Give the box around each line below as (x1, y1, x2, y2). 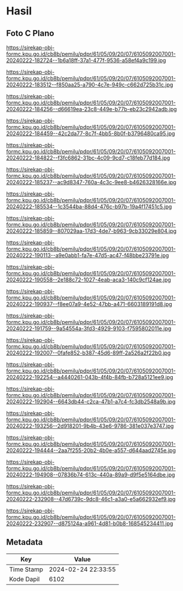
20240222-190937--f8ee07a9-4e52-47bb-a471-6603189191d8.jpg (6, 301, 172, 307)
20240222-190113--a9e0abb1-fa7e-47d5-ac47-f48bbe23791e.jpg (6, 252, 169, 259)
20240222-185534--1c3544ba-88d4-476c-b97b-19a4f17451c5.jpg (6, 203, 172, 210)
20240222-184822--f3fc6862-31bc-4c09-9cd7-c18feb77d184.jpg (6, 154, 170, 161)
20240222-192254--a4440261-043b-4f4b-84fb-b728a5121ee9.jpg (6, 374, 173, 380)
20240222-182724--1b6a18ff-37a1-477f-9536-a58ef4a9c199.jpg (6, 57, 166, 64)
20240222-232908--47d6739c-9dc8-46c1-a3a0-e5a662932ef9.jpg (6, 496, 176, 502)
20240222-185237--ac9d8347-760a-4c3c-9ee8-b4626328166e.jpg (6, 179, 176, 185)
